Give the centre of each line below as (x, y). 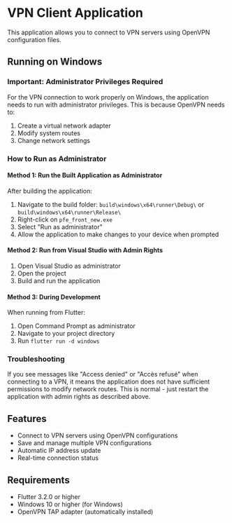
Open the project (42, 273)
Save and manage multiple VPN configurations (85, 443)
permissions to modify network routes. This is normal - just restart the (108, 389)
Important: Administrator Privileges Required (85, 82)
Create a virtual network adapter (64, 125)
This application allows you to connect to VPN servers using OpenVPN (109, 32)
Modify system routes (49, 133)
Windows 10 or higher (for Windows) (70, 504)
